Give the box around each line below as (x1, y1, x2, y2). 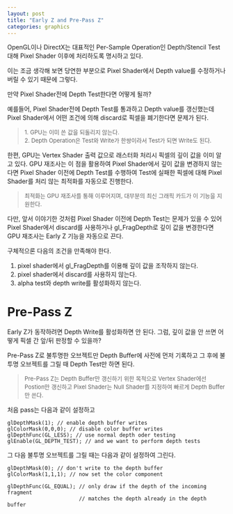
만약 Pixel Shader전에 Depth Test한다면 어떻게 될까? (7, 90, 152, 98)
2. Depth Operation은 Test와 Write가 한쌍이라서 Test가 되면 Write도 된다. (24, 137, 212, 145)
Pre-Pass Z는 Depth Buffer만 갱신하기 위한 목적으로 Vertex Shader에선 (24, 375, 207, 383)
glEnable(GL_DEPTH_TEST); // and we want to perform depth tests (7, 438, 200, 445)
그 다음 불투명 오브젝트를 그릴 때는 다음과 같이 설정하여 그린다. (7, 451, 176, 460)
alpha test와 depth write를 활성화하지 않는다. (17, 279, 141, 288)
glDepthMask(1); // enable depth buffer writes (7, 419, 148, 427)
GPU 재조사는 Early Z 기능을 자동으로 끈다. (7, 232, 124, 240)
